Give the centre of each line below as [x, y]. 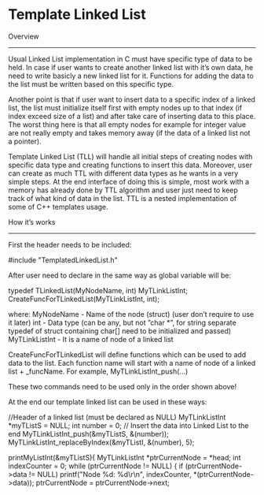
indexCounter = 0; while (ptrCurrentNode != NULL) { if [96, 466]
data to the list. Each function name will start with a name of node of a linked [132, 363]
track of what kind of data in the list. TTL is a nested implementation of [123, 198]
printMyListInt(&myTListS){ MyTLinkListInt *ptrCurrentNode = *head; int [125, 457]
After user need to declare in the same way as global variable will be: [120, 275]
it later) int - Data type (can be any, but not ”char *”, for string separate [123, 322]
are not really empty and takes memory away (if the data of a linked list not [129, 132]
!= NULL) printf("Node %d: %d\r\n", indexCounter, [110, 474]
